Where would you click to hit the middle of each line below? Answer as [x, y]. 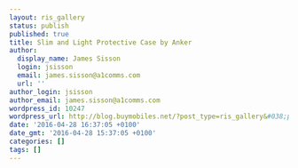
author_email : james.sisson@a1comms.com [85, 100]
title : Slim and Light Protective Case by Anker [101, 42]
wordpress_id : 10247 [47, 108]
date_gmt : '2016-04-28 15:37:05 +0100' [83, 133]
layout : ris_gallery [47, 17]
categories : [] [37, 141]
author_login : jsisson [51, 92]
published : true [39, 34]
